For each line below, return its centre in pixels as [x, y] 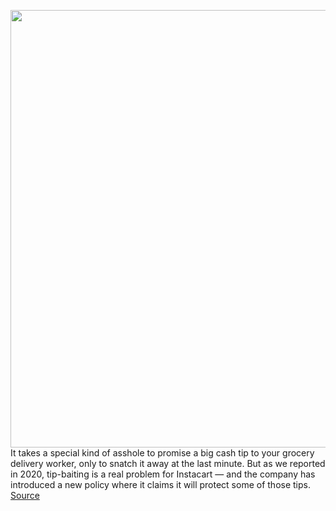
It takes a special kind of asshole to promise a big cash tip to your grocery [162, 453]
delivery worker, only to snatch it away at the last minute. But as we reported [168, 463]
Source [25, 495]
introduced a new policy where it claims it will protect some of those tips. [160, 484]
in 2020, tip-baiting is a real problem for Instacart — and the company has [163, 474]
